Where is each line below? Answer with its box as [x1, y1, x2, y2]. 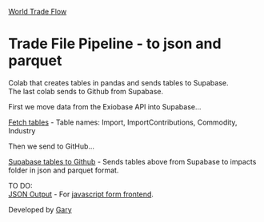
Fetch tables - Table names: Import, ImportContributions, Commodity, [8, 117, 238, 127]
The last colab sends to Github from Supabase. [8, 86, 164, 96]
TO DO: [8, 180, 34, 190]
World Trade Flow [8, 7, 67, 16]
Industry [8, 125, 36, 135]
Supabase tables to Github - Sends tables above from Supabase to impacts [8, 157, 257, 166]
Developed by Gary [8, 204, 72, 214]
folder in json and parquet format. [8, 165, 119, 175]
